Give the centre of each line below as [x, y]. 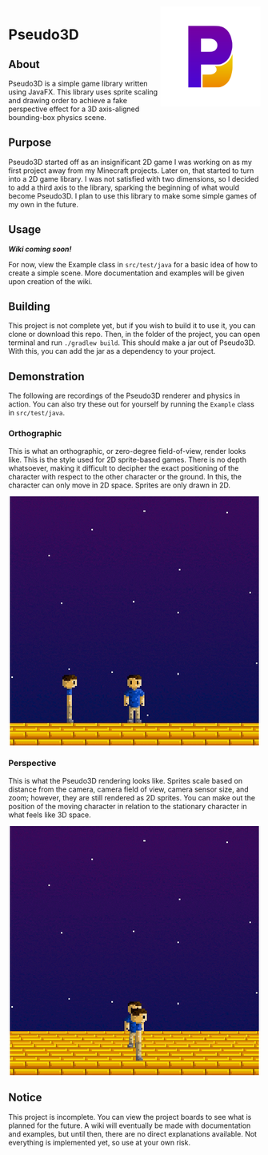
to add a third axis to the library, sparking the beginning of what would [124, 187]
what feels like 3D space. [50, 815]
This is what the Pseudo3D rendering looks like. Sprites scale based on [125, 780]
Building [29, 307]
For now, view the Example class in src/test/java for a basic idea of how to [133, 264]
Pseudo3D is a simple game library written [78, 83]
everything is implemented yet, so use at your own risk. [99, 1142]
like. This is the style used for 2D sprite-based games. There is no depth [127, 459]
